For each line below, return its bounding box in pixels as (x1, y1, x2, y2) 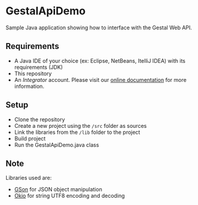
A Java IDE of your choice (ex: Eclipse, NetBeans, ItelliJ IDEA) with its (14, 57, 186, 64)
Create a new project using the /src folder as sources (14, 122, 147, 129)
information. (14, 82, 44, 90)
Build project (14, 134, 46, 142)
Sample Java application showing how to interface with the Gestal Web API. (5, 24, 193, 31)
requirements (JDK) (14, 63, 63, 71)
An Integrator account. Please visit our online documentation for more (14, 76, 187, 83)
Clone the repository (14, 115, 65, 123)
